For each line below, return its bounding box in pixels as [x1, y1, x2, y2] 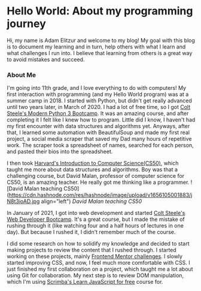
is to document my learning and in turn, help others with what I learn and [7, 43, 186, 50]
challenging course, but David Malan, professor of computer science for [7, 172, 185, 180]
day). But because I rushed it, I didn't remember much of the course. [7, 229, 176, 236]
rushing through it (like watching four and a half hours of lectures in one [7, 222, 184, 229]
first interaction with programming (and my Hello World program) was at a [7, 91, 189, 98]
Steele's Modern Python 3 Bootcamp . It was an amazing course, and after [7, 110, 189, 117]
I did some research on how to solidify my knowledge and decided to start [7, 240, 190, 247]
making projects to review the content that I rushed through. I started [7, 247, 177, 254]
